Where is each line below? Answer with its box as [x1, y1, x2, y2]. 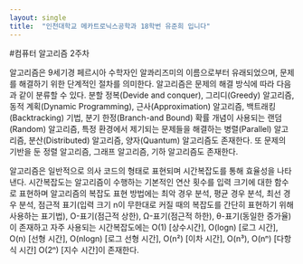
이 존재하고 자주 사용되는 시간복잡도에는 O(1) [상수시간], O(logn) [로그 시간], [9, 222, 279, 232]
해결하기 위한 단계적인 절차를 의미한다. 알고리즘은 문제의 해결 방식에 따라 [18, 78, 275, 89]
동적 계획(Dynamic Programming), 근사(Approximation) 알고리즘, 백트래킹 [9, 100, 276, 111]
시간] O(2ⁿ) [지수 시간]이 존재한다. [18, 244, 140, 255]
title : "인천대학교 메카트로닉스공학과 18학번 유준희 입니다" [9, 22, 211, 31]
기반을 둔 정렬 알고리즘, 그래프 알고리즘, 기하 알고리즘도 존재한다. [9, 146, 239, 156]
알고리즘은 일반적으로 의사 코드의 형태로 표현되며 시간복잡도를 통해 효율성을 [9, 165, 276, 176]
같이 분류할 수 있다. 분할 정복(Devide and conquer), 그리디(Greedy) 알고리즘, [18, 90, 295, 100]
